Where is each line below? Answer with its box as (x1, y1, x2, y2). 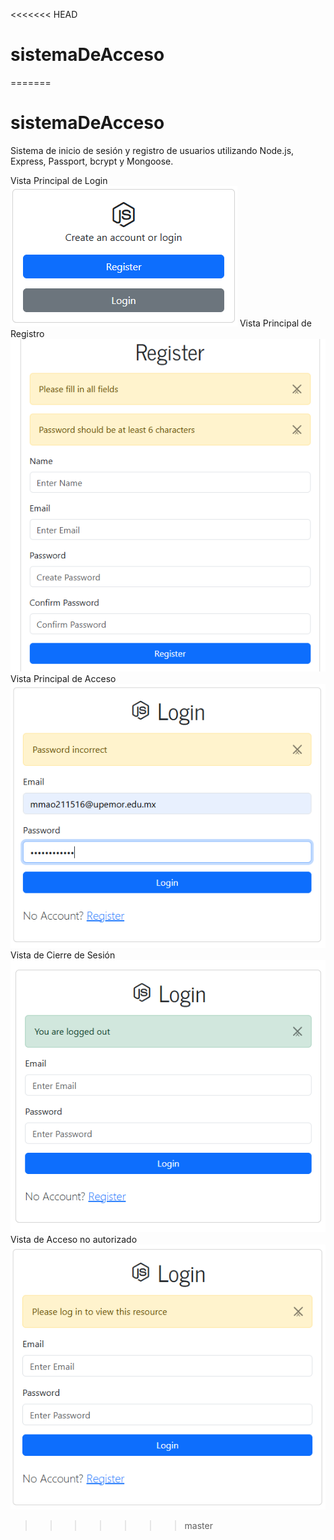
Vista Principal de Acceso (10, 672, 117, 684)
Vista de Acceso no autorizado (10, 1233, 138, 1245)
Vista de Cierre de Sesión (10, 949, 116, 961)
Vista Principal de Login (10, 174, 108, 186)
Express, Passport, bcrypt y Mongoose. (10, 155, 174, 167)
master (184, 1520, 213, 1532)
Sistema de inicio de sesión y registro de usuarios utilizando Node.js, (10, 144, 295, 156)
